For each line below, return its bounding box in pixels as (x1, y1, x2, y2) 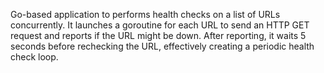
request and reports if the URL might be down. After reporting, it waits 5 (10, 30, 307, 41)
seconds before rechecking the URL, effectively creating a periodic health (10, 40, 315, 52)
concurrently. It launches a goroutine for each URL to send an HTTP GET (10, 19, 310, 31)
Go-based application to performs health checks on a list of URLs (10, 9, 281, 20)
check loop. (10, 51, 59, 63)
